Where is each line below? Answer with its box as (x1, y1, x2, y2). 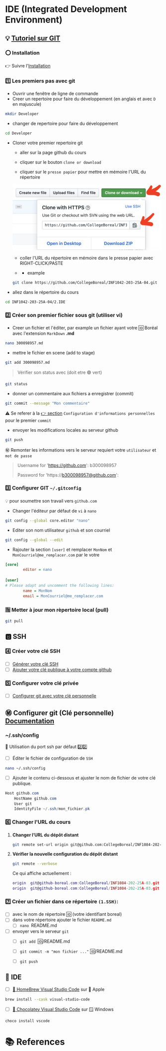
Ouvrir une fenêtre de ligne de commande (12, 91, 98, 97)
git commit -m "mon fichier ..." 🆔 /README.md (19, 948, 123, 954)
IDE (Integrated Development (5, 3, 127, 15)
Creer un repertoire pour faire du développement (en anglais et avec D (12, 96, 156, 102)
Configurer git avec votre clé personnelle (12, 693, 96, 699)
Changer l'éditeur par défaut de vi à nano (12, 508, 97, 514)
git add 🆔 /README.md (19, 938, 71, 944)
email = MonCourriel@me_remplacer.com (23, 593, 103, 598)
